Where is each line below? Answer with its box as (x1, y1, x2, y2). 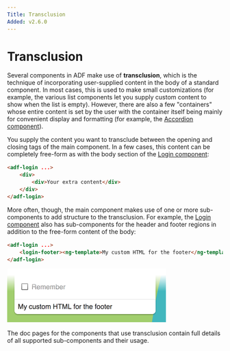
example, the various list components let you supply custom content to (7, 93, 207, 101)
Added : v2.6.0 (7, 18, 48, 25)
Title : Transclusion (7, 11, 66, 18)
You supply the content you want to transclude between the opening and (7, 136, 213, 144)
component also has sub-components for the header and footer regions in (7, 220, 217, 228)
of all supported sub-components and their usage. (7, 337, 149, 345)
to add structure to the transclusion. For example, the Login (44, 213, 212, 221)
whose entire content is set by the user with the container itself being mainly (7, 108, 222, 116)
